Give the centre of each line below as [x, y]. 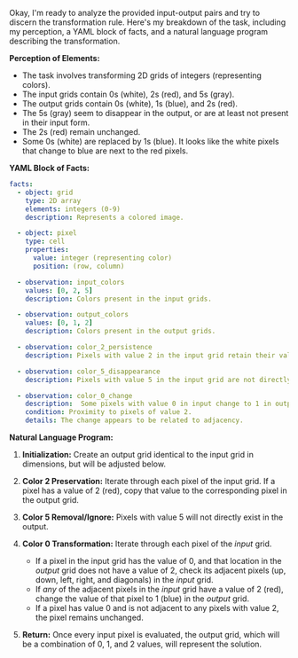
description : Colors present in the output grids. [121, 332]
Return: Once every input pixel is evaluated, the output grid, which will [151, 634]
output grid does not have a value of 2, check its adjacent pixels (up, [161, 570]
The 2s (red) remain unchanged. [81, 132]
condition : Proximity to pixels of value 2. [109, 412]
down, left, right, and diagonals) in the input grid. [125, 580]
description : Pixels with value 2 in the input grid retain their [150, 355]
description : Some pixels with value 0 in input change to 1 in [149, 404]
